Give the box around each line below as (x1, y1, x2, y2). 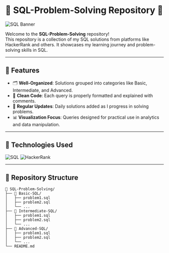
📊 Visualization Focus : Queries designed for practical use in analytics (12, 114, 159, 120)
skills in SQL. (21, 47, 48, 53)
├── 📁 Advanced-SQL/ (5, 226, 49, 231)
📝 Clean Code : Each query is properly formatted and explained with (12, 93, 153, 99)
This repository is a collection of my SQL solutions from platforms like (5, 36, 149, 42)
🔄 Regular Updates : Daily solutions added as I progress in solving (12, 103, 149, 109)
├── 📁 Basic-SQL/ (5, 191, 42, 196)
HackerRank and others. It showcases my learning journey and (5, 41, 135, 47)
